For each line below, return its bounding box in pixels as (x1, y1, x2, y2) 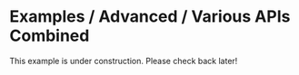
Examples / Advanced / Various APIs (9, 6, 291, 27)
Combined (9, 25, 90, 46)
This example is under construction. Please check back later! (9, 55, 238, 66)
